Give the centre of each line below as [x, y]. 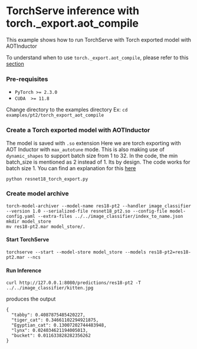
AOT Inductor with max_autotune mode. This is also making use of [86, 149]
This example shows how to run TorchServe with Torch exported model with [99, 40]
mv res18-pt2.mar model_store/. [46, 226]
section [15, 64]
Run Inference [24, 270]
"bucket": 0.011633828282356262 [51, 336]
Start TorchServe [27, 240]
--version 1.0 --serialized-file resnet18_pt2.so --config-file [87, 211]
